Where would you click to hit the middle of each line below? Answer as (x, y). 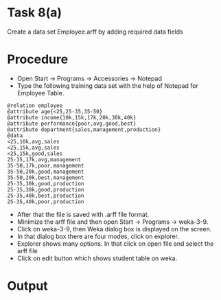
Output (27, 286)
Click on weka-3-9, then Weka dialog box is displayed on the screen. (114, 229)
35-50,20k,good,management (46, 172)
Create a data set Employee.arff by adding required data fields (95, 32)
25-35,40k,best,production (46, 196)
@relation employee (35, 105)
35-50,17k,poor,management (46, 165)
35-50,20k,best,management (46, 177)
